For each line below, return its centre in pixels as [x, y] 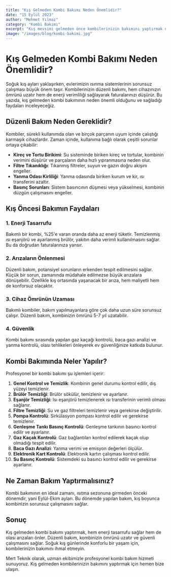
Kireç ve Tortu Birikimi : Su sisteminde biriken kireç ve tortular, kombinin [88, 155]
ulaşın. [13, 569]
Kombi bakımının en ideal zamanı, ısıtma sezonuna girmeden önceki [77, 493]
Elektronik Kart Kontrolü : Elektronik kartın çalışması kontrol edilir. [81, 454]
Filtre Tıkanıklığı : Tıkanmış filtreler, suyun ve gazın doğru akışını [80, 165]
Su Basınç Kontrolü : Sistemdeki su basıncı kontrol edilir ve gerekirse [85, 459]
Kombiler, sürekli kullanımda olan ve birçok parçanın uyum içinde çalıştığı [82, 134]
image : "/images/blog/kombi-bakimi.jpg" [49, 34]
